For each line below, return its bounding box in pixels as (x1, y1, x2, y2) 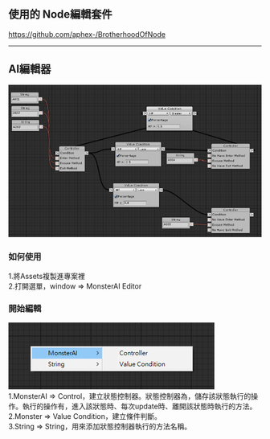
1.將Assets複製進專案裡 (8, 271, 86, 281)
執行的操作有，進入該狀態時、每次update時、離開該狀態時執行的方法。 (22, 401, 257, 411)
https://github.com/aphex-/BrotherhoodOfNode (8, 29, 166, 39)
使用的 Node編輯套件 (8, 7, 112, 22)
